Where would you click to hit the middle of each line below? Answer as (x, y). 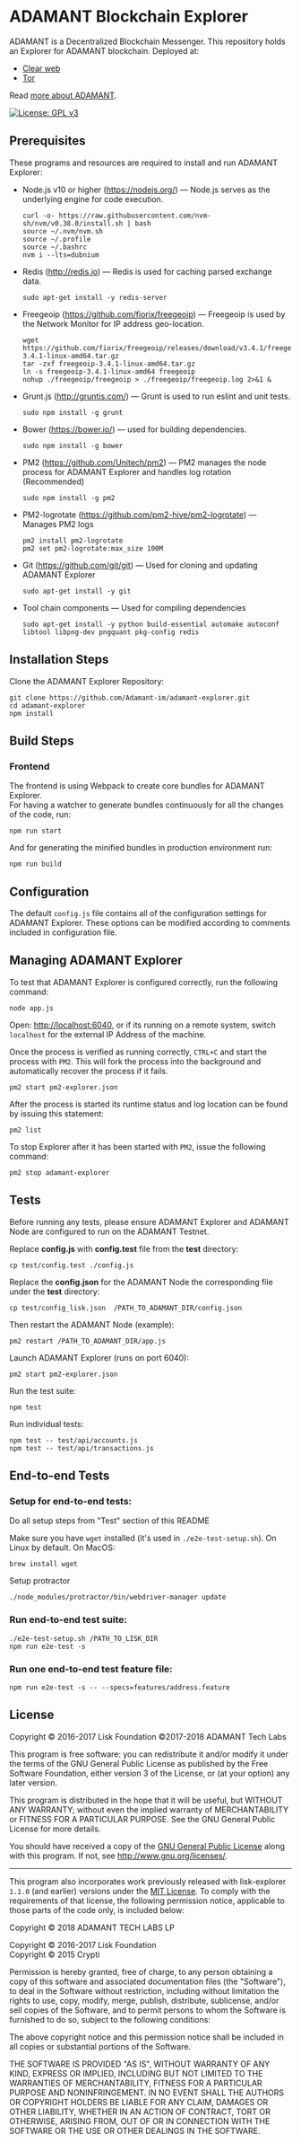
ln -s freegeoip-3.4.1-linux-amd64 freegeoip (108, 371)
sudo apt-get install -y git (77, 591)
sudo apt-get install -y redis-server (95, 297)
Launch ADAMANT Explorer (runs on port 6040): (99, 1357)
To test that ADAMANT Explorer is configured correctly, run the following (144, 982)
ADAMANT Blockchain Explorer (129, 17)
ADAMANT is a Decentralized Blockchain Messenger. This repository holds (148, 41)
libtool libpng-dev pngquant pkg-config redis (111, 632)
